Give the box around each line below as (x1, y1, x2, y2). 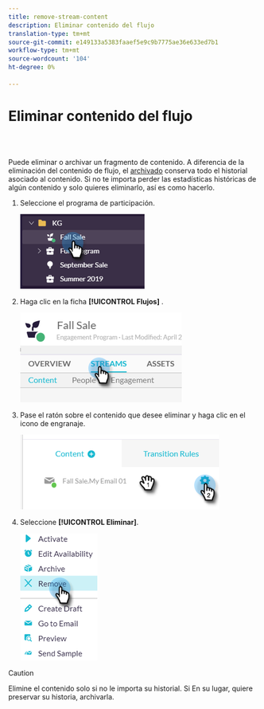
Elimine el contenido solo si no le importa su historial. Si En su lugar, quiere (8, 684, 253, 693)
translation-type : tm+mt (8, 29, 91, 37)
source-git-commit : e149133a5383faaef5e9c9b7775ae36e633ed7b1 (8, 38, 219, 46)
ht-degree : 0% (8, 64, 56, 72)
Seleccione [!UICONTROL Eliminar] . (19, 517, 139, 527)
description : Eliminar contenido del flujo (8, 21, 155, 29)
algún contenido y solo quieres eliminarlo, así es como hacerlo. (8, 182, 215, 192)
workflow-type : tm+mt (8, 46, 80, 55)
